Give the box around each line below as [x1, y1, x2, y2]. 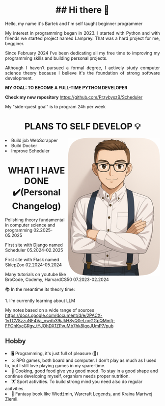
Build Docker [11, 142, 38, 149]
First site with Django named [5, 242, 63, 248]
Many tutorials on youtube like [5, 271, 66, 277]
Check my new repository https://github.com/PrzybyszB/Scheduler [5, 94, 143, 100]
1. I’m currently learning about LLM [5, 298, 75, 304]
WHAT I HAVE [8, 165, 65, 176]
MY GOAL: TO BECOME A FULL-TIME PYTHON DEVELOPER [5, 84, 128, 90]
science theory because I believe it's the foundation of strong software [5, 70, 160, 76]
